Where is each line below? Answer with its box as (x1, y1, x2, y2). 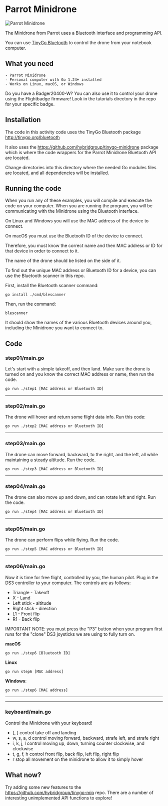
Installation (5, 115, 41, 124)
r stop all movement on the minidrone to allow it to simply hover (12, 756, 143, 762)
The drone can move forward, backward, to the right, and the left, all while (5, 451, 158, 457)
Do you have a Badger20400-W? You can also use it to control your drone (5, 90, 157, 96)
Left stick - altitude (12, 600, 51, 606)
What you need (5, 59, 54, 68)
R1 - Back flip (12, 616, 40, 622)
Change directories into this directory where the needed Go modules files (5, 164, 156, 170)
